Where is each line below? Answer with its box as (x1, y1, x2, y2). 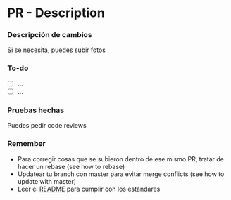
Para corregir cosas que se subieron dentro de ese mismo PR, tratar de (17, 154, 224, 163)
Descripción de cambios (7, 30, 93, 40)
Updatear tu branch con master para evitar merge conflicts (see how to (17, 170, 225, 178)
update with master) (17, 177, 76, 185)
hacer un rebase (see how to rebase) (17, 162, 125, 171)
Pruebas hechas (7, 105, 65, 115)
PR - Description (7, 5, 106, 21)
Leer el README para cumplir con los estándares (17, 185, 161, 193)
